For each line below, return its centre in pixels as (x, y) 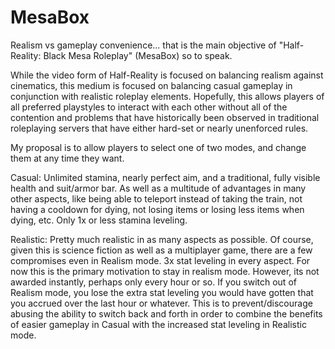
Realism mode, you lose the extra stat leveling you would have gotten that (162, 292)
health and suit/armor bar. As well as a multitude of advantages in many (158, 188)
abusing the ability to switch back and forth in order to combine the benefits (166, 313)
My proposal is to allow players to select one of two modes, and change (158, 147)
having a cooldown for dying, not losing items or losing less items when (157, 209)
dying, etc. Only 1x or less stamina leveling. (99, 220)
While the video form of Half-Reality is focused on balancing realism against (167, 75)
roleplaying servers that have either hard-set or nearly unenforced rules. (159, 128)
